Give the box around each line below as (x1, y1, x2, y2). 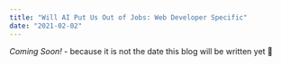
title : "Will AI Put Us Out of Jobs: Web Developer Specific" (9, 12, 248, 22)
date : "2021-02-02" (9, 21, 83, 30)
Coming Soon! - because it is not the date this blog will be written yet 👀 (9, 45, 273, 56)
